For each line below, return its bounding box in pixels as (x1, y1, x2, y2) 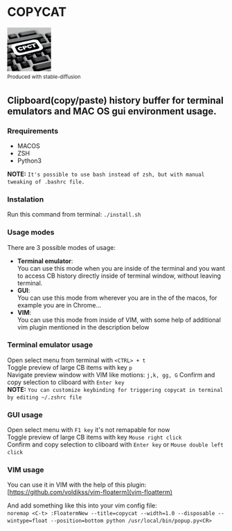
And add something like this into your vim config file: (7, 501, 157, 510)
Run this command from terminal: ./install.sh (7, 210, 141, 219)
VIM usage (7, 465, 44, 475)
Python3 (17, 156, 42, 165)
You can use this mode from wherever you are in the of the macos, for (17, 294, 217, 302)
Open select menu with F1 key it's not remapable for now (7, 426, 170, 434)
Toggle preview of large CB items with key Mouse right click (7, 433, 182, 442)
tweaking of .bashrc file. (7, 178, 85, 186)
